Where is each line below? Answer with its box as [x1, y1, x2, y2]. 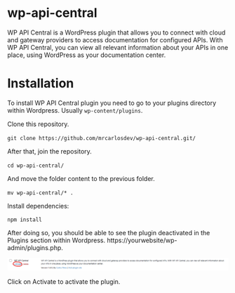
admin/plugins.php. [7, 243, 63, 251]
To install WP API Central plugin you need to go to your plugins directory [7, 99, 217, 107]
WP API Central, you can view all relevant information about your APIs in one [7, 43, 229, 51]
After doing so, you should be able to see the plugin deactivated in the [7, 228, 210, 237]
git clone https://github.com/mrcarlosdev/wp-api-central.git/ [7, 135, 196, 142]
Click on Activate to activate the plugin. [7, 277, 121, 286]
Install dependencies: [7, 201, 69, 210]
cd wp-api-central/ [7, 162, 65, 169]
